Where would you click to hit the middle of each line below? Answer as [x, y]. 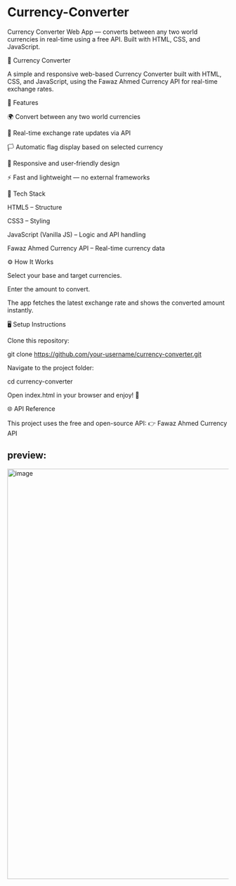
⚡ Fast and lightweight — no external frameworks [79, 177]
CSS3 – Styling [29, 221]
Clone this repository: [39, 340]
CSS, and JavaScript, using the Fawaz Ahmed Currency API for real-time [112, 81]
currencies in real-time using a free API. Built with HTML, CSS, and [104, 39]
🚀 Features [23, 102]
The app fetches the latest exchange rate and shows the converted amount [116, 303]
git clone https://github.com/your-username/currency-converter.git [104, 354]
